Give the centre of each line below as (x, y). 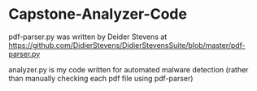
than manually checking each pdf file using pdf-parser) (101, 78)
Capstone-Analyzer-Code (98, 14)
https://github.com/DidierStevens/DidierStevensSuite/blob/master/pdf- (127, 45)
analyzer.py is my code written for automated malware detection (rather (128, 69)
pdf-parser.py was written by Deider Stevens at (88, 37)
